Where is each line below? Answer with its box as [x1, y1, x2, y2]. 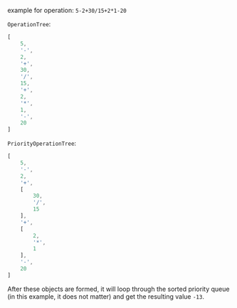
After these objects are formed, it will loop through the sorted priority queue [7, 285, 230, 293]
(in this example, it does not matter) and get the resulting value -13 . [7, 292, 205, 301]
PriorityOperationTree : [7, 139, 77, 148]
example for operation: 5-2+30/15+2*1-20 [7, 6, 127, 14]
